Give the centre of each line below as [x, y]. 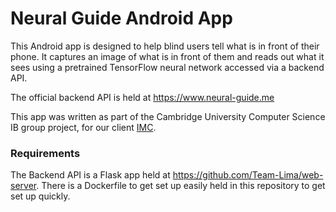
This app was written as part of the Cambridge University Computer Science [168, 116]
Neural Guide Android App [121, 18]
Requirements [45, 153]
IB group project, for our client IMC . [83, 127]
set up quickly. [40, 196]
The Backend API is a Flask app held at [90, 175]
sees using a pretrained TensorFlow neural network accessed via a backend [167, 67]
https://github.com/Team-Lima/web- [248, 175]
